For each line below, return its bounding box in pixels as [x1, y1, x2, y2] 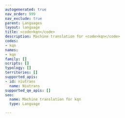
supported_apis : [5, 74, 38, 79]
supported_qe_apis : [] [5, 88, 51, 93]
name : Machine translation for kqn [9, 97, 81, 102]
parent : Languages [5, 20, 42, 26]
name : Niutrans [9, 83, 40, 88]
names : [5, 47, 18, 52]
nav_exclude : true [5, 16, 42, 21]
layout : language [5, 25, 40, 30]
